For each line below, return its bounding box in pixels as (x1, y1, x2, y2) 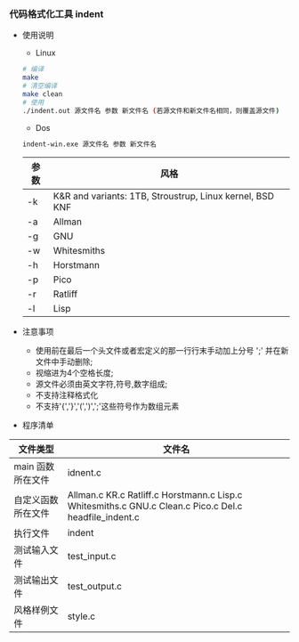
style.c (67, 610, 96, 622)
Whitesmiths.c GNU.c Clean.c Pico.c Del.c (67, 500, 243, 513)
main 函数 (13, 460, 55, 473)
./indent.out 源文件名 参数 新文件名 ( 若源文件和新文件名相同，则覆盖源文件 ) (21, 106, 280, 115)
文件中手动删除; (35, 356, 93, 367)
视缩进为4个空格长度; (35, 368, 114, 378)
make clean (21, 89, 63, 99)
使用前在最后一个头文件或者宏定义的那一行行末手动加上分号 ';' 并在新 (35, 345, 289, 356)
